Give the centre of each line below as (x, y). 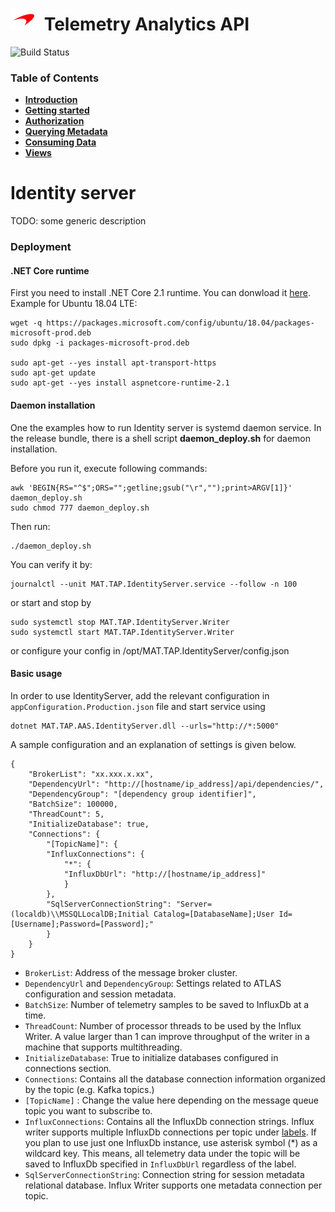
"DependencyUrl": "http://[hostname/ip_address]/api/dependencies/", (176, 784)
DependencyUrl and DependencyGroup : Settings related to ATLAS (153, 983)
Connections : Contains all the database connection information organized (175, 1079)
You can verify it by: (51, 564)
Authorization (54, 121)
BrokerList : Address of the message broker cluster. (131, 972)
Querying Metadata (66, 132)
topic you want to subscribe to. (88, 1110)
